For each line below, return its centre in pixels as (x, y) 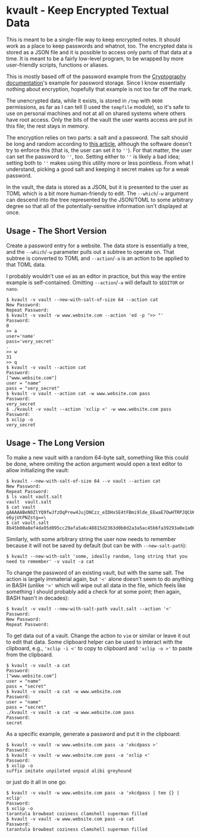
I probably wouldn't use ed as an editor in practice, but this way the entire (96, 276)
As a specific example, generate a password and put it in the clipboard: (93, 734)
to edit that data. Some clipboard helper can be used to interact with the (94, 642)
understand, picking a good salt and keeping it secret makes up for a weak (98, 169)
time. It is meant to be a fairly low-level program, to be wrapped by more (95, 58)
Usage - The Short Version (57, 231)
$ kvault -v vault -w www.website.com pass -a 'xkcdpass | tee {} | (93, 793)
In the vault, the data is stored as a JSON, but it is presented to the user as (97, 187)
